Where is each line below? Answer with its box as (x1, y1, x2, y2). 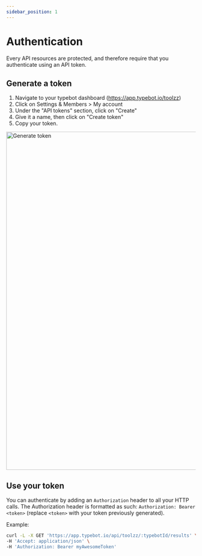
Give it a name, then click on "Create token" (14, 114, 124, 121)
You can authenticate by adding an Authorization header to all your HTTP (6, 496, 189, 504)
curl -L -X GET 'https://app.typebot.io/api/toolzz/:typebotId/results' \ (6, 533, 198, 539)
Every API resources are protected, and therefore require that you (6, 55, 169, 62)
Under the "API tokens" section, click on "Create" (14, 107, 137, 114)
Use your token (6, 480, 65, 490)
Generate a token (6, 78, 72, 88)
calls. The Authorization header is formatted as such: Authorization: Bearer (6, 503, 195, 510)
